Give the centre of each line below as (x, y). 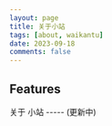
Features (35, 89)
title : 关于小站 (37, 26)
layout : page (34, 18)
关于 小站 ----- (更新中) (53, 111)
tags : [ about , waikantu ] (56, 35)
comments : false (40, 52)
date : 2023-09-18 (42, 43)
